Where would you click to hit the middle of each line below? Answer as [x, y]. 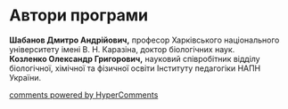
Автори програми [79, 16]
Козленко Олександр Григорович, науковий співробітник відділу [135, 58]
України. [25, 77]
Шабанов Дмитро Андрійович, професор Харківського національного [144, 40]
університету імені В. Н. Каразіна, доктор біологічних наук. [122, 49]
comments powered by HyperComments [84, 95]
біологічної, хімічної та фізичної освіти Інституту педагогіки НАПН [135, 68]
